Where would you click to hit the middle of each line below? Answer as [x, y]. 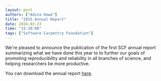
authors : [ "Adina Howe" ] [31, 15]
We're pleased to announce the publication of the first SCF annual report [80, 48]
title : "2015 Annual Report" [36, 19]
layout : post [19, 10]
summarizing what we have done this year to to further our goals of [75, 53]
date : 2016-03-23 [23, 24]
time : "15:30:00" [23, 29]
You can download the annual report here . [49, 73]
